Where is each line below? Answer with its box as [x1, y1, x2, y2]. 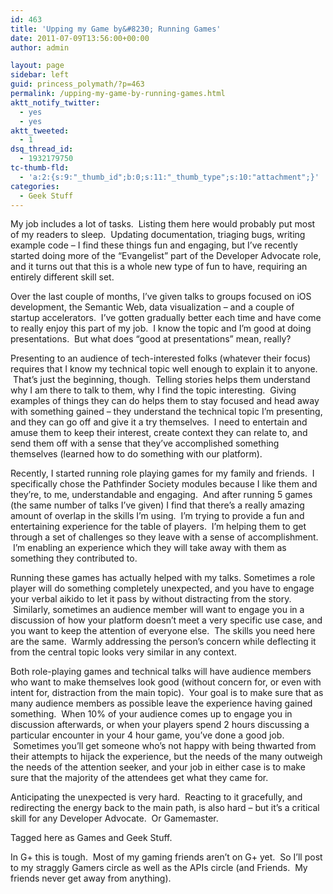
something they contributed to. [10, 552, 138, 565]
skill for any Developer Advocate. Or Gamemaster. [10, 812, 219, 825]
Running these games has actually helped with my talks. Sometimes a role [10, 572, 316, 584]
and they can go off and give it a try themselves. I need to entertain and [10, 416, 308, 428]
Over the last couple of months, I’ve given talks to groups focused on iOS [10, 291, 312, 303]
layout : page [10, 61, 65, 71]
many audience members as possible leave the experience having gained [10, 697, 313, 710]
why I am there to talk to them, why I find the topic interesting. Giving [10, 384, 297, 396]
